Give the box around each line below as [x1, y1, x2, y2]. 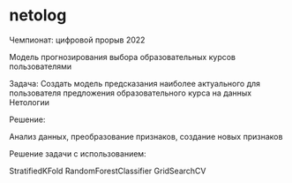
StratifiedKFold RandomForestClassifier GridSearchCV [9, 165, 206, 176]
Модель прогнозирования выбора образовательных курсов [9, 51, 236, 62]
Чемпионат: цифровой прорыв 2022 [9, 34, 146, 45]
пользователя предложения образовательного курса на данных [9, 88, 252, 98]
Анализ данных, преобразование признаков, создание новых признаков [9, 131, 283, 141]
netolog [9, 5, 67, 26]
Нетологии [9, 96, 50, 107]
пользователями [9, 61, 72, 72]
